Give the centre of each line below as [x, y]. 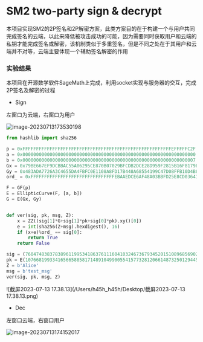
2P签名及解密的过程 [31, 90]
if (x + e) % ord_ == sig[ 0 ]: [50, 232]
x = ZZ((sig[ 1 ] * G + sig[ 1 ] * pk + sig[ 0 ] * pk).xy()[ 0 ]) [79, 221]
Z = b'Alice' [23, 265]
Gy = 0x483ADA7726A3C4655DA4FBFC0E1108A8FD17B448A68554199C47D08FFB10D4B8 [102, 171]
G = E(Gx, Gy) [24, 199]
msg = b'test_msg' [29, 271]
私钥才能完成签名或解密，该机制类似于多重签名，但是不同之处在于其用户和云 [101, 44]
